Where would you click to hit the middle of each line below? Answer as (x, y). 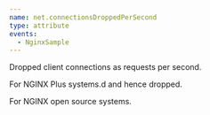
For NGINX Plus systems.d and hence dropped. (96, 84)
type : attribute (39, 26)
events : (24, 34)
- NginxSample (43, 42)
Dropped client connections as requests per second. (105, 67)
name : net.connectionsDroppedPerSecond (83, 17)
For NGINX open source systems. (70, 102)
